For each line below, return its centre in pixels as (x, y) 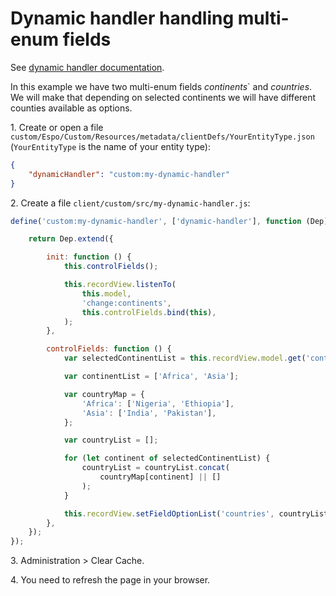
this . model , (106, 293)
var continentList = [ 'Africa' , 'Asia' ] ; (151, 377)
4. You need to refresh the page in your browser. (110, 580)
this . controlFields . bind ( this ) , (149, 312)
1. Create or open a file (57, 127)
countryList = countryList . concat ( (155, 468)
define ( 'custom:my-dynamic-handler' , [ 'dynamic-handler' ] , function (156, 221)
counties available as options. (71, 108)
